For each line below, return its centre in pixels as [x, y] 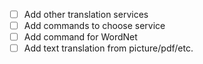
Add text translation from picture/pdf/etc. [108, 48]
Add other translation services [86, 14]
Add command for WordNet [80, 37]
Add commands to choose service [94, 26]
